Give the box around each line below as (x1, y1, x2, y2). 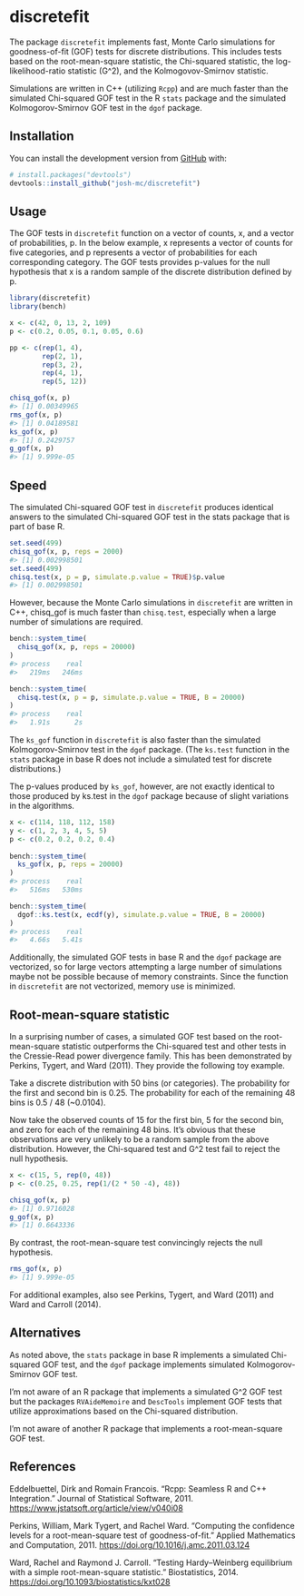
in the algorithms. (9, 801, 75, 811)
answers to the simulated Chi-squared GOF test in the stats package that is (9, 511, 290, 522)
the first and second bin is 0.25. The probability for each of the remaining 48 (9, 1088, 296, 1098)
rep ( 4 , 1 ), (42, 369, 83, 378)
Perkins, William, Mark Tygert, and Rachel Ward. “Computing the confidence (9, 1520, 295, 1531)
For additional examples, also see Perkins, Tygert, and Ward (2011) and (9, 1289, 274, 1300)
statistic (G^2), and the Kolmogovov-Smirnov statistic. (67, 65, 270, 76)
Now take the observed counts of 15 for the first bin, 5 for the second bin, (9, 1115, 284, 1126)
